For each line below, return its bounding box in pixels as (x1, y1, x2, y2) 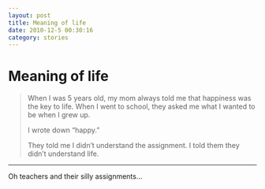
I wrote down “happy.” (27, 125, 100, 135)
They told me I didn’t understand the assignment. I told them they (27, 141, 241, 150)
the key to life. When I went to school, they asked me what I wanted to (27, 102, 256, 111)
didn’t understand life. (27, 149, 99, 158)
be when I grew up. (27, 110, 91, 120)
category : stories (8, 33, 69, 42)
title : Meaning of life (8, 19, 87, 27)
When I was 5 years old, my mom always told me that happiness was (27, 94, 252, 103)
